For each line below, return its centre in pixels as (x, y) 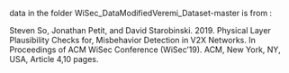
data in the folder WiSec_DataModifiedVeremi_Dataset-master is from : (141, 13)
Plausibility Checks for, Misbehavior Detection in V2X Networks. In (133, 40)
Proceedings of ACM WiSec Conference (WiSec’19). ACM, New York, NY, (145, 50)
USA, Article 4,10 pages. (54, 59)
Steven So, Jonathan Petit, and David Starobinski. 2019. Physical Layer (140, 30)
